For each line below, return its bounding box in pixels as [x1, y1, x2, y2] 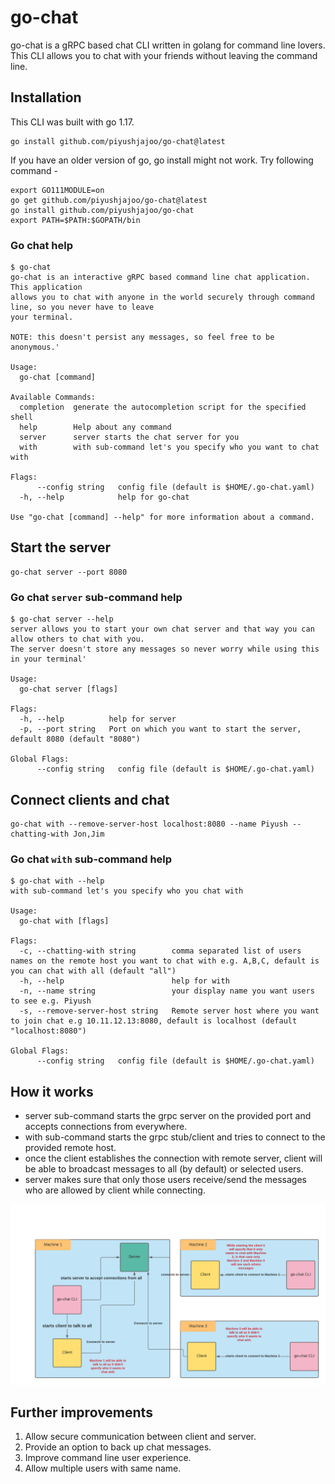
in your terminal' [10, 654, 87, 665]
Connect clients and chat [10, 791, 170, 808]
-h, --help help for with [19, 976, 230, 986]
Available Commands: [10, 392, 97, 403]
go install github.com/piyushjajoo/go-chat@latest [10, 136, 226, 146]
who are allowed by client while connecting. [24, 1184, 206, 1196]
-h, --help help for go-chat [19, 492, 190, 503]
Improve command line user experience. [24, 1452, 192, 1464]
